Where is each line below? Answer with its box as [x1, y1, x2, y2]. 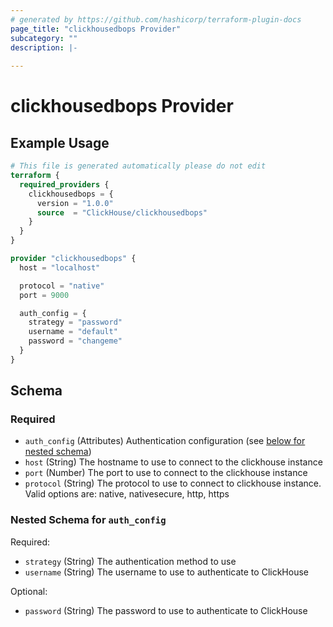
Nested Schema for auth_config [10, 513, 167, 527]
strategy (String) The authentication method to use [24, 555, 237, 567]
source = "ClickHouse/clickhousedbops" [36, 207, 208, 218]
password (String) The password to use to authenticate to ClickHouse [24, 604, 308, 616]
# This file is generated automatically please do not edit [10, 161, 267, 171]
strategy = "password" [28, 317, 123, 328]
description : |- [10, 42, 78, 53]
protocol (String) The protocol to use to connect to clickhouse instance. [24, 477, 322, 490]
